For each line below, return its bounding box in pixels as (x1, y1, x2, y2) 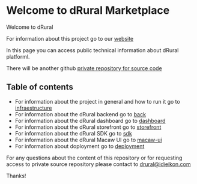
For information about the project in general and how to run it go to (14, 98, 180, 105)
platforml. (6, 53, 30, 60)
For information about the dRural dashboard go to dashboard (14, 117, 166, 124)
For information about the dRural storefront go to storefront (14, 123, 162, 131)
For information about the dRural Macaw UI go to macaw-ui (14, 136, 162, 143)
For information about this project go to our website (6, 35, 134, 42)
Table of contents (6, 82, 73, 92)
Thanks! (6, 172, 26, 179)
